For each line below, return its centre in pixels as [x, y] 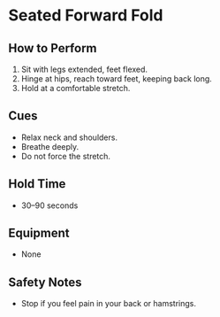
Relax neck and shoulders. [69, 137]
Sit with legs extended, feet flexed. [84, 69]
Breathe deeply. [50, 146]
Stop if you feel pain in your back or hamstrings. [108, 304]
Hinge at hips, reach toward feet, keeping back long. [117, 79]
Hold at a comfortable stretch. [76, 88]
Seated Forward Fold [86, 15]
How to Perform [53, 48]
